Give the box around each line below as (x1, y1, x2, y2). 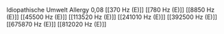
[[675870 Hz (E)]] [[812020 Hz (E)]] (6, 20, 107, 28)
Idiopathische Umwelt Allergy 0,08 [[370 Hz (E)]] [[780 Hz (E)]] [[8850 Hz (6, 6, 215, 14)
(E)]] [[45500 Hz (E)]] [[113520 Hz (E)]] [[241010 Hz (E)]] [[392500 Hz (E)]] (6, 13, 217, 21)
